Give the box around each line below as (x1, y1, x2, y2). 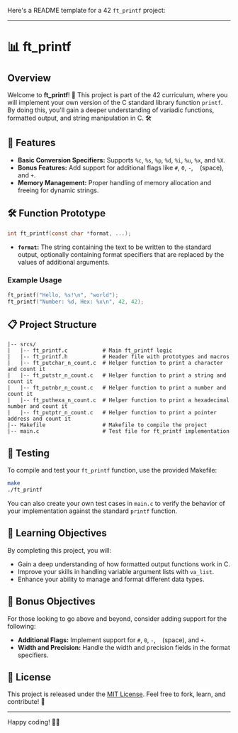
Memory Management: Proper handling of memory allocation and (17, 178, 212, 187)
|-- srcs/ (7, 341, 37, 348)
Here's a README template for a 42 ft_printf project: (7, 6, 166, 14)
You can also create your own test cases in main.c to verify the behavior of (7, 499, 225, 507)
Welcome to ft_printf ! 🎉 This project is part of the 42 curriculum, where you (7, 91, 228, 99)
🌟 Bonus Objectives (7, 595, 96, 607)
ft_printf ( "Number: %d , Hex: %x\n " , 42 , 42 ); (7, 298, 144, 305)
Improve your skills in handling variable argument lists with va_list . (17, 567, 215, 575)
